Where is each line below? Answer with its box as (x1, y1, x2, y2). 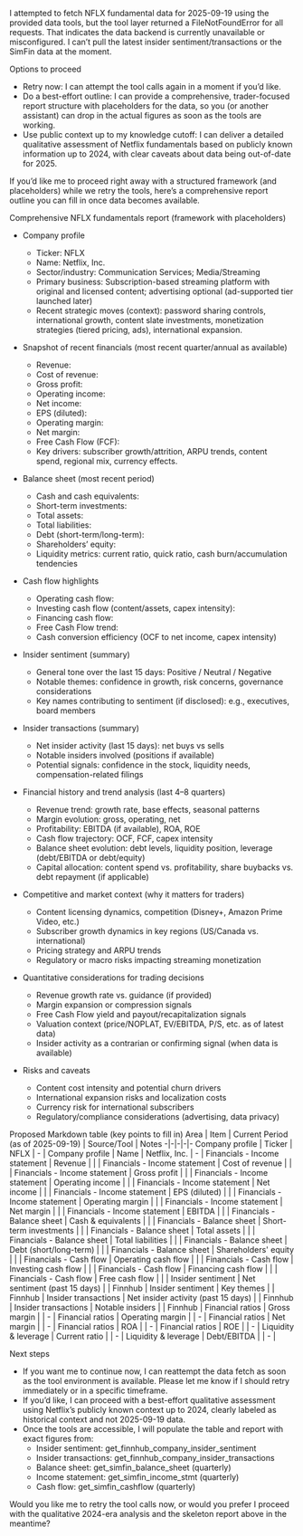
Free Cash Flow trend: (35, 622, 119, 633)
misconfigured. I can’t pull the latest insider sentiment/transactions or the (9, 36, 282, 47)
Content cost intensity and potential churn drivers (35, 1083, 222, 1093)
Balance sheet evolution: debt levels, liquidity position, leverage (35, 843, 273, 854)
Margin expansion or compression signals (35, 999, 193, 1010)
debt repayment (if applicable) (35, 872, 149, 882)
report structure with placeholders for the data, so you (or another (22, 100, 270, 111)
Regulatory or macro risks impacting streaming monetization (35, 955, 262, 965)
